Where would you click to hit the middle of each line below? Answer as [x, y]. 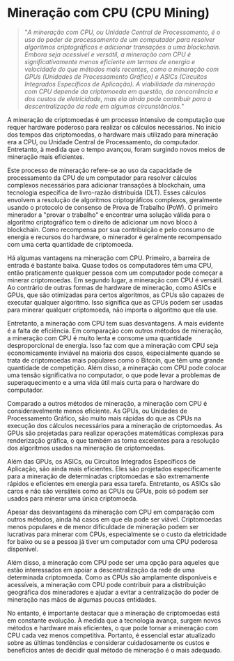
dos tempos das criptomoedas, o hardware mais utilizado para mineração [113, 135]
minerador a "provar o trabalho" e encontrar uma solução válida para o [109, 215]
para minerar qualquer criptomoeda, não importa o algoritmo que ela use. [112, 310]
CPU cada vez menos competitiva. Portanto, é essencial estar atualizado [111, 635]
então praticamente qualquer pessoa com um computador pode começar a [115, 273]
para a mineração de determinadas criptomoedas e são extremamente [108, 476]
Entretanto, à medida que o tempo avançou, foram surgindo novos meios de [116, 149]
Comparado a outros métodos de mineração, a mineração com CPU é [107, 403]
